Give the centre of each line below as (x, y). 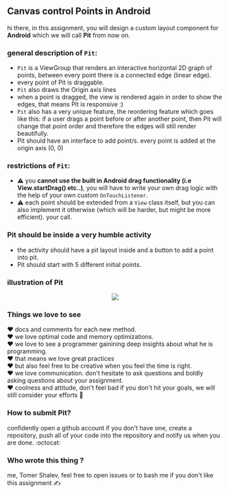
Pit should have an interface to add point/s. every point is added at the (116, 141)
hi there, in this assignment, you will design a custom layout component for (113, 27)
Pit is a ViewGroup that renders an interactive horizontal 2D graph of (114, 68)
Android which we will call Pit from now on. (69, 35)
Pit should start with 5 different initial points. (79, 264)
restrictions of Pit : (39, 166)
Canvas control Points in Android (79, 11)
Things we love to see (44, 314)
